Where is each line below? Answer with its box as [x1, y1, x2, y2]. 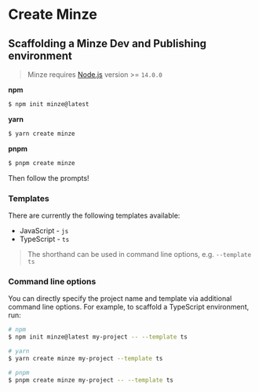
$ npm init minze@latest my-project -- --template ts [8, 333, 188, 341]
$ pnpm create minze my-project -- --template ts [8, 376, 174, 384]
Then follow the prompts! [8, 173, 89, 182]
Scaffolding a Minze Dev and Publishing [8, 37, 206, 50]
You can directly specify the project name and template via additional [8, 294, 232, 303]
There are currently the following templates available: [8, 211, 181, 220]
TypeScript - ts [19, 234, 70, 244]
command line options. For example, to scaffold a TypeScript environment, [8, 302, 250, 312]
